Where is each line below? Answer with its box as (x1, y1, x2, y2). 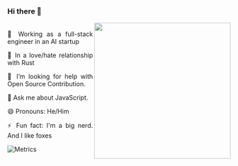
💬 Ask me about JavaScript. (7, 93, 89, 102)
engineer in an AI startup (7, 37, 80, 46)
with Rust (7, 59, 35, 67)
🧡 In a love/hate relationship (7, 51, 93, 59)
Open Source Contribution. (7, 80, 86, 88)
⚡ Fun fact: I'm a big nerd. (7, 121, 93, 130)
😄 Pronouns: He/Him (7, 107, 69, 116)
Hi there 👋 (7, 6, 42, 16)
